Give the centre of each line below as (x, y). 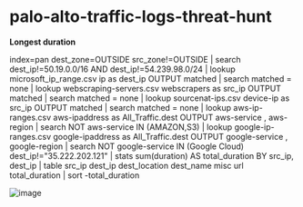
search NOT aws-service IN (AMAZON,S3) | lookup (136, 127)
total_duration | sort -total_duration (75, 175)
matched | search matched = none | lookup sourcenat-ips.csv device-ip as (150, 98)
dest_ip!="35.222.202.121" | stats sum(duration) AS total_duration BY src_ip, (151, 155)
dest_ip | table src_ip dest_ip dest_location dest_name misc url (126, 165)
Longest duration (43, 42)
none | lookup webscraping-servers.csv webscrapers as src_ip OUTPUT (146, 88)
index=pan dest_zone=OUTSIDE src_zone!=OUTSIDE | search (125, 59)
